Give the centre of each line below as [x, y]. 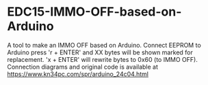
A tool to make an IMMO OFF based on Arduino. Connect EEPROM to [104, 45]
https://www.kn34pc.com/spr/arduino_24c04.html [78, 74]
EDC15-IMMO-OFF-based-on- [94, 12]
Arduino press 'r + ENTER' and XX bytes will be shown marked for [100, 52]
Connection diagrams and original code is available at [83, 67]
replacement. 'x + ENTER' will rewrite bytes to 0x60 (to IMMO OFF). [103, 59]
